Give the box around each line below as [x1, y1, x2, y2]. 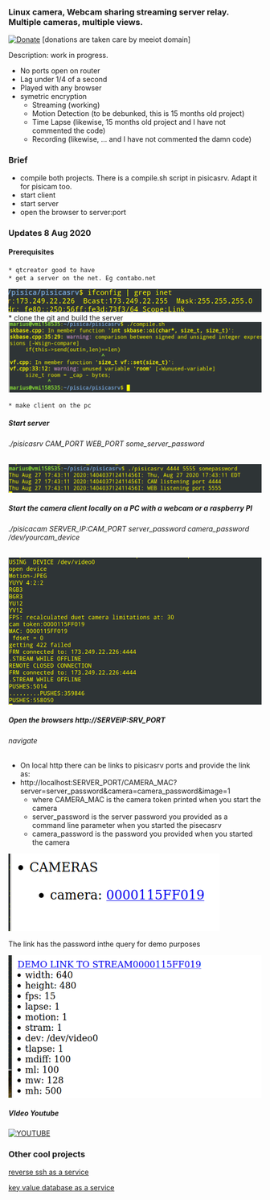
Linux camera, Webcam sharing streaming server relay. [8, 6, 229, 18]
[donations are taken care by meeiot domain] [42, 35, 191, 44]
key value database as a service [8, 1182, 115, 1192]
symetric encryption [19, 92, 87, 101]
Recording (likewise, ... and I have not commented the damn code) [31, 134, 252, 144]
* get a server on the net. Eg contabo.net [8, 274, 157, 282]
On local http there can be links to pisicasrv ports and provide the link [19, 760, 251, 771]
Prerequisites [8, 247, 55, 257]
